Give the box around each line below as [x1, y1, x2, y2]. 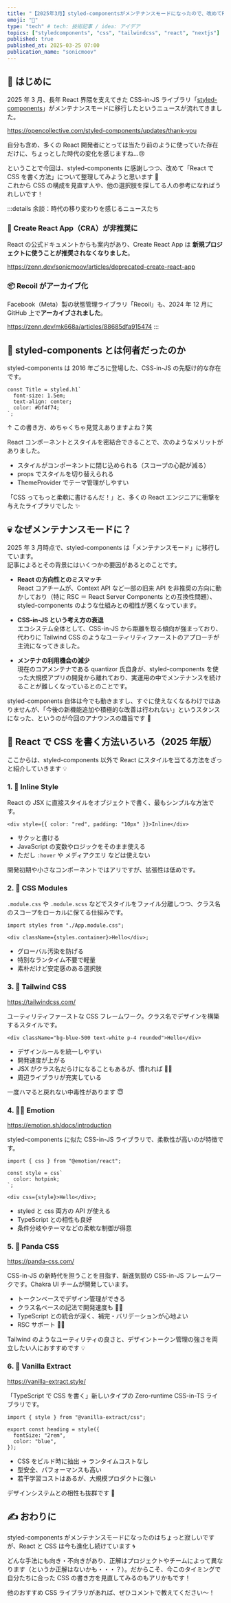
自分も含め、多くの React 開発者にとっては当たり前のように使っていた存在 [7, 141, 219, 149]
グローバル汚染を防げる [16, 947, 84, 955]
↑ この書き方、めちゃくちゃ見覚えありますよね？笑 [7, 423, 153, 431]
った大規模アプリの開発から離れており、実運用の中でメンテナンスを [16, 673, 210, 682]
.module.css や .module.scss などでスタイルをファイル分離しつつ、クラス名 [7, 900, 221, 908]
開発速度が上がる [16, 1056, 66, 1064]
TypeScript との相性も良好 [16, 1215, 93, 1223]
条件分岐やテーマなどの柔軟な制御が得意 [16, 1224, 132, 1232]
